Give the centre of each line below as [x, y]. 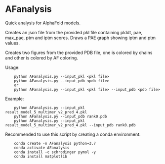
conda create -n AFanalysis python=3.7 [55, 143]
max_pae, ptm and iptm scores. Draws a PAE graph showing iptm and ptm [80, 38]
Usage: [12, 67]
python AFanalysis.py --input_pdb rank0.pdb [61, 116]
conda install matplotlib [41, 156]
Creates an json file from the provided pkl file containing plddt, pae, [74, 32]
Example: [15, 99]
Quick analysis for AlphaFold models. [43, 23]
